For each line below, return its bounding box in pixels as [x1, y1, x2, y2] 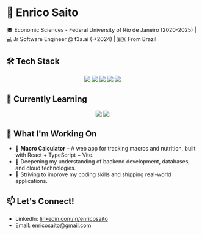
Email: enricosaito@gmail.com [15, 222, 92, 229]
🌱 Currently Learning [6, 94, 87, 105]
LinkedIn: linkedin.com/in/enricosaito [15, 215, 108, 223]
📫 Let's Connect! [6, 196, 74, 206]
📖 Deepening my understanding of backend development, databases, [15, 158, 190, 165]
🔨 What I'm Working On [6, 129, 97, 139]
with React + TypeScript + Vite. [15, 151, 94, 159]
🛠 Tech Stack [6, 56, 60, 67]
